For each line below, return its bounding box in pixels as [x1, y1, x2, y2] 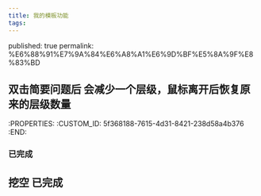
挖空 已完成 [8, 175, 63, 189]
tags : [8, 19, 26, 27]
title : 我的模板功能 [8, 11, 69, 20]
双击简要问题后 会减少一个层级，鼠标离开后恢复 [8, 83, 240, 96]
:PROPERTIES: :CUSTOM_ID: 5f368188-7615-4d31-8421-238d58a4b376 [8, 119, 244, 129]
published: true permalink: [8, 40, 94, 50]
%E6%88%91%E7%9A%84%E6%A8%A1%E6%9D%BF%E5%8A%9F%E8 [8, 49, 254, 59]
